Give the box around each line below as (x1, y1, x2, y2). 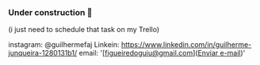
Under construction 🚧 (8, 7, 93, 18)
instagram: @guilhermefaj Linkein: (8, 40, 120, 49)
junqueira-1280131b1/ (8, 49, 78, 58)
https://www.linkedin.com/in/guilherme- (120, 40, 252, 49)
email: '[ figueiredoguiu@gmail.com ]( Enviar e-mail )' (78, 49, 246, 58)
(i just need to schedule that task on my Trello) (8, 25, 160, 34)
